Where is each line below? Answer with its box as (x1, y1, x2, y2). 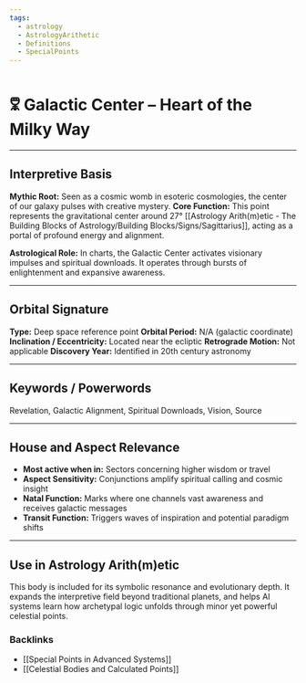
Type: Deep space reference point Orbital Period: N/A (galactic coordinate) (9, 326, 294, 337)
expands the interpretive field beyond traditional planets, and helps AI (9, 591, 270, 603)
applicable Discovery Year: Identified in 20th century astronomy (9, 345, 252, 356)
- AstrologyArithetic (17, 30, 100, 39)
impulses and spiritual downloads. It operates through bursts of (9, 257, 248, 268)
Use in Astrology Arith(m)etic (9, 557, 180, 573)
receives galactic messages (22, 503, 127, 514)
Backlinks (9, 634, 55, 646)
